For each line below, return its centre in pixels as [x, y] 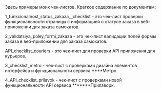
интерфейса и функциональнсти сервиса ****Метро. [61, 71]
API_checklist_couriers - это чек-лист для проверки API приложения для [80, 51]
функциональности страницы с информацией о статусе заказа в [72, 22]
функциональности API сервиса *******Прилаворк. [60, 85]
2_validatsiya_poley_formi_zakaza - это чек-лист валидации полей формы [80, 36]
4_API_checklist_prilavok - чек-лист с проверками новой [63, 80]
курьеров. [16, 56]
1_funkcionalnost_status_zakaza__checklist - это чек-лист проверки [74, 16]
